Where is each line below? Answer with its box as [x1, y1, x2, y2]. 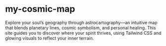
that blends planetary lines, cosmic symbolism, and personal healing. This [5, 24, 156, 30]
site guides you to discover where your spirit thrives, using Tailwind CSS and [5, 30, 162, 36]
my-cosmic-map [5, 3, 75, 15]
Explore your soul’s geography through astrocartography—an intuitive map [5, 20, 158, 25]
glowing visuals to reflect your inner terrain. [5, 35, 94, 41]
